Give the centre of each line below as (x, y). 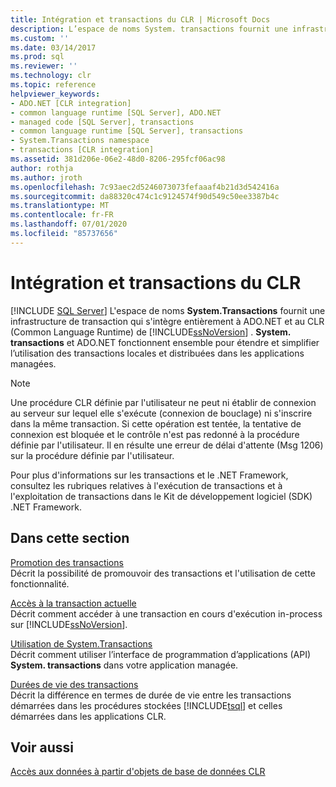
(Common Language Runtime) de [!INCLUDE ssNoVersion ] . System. (151, 332)
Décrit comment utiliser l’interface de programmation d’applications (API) (161, 654)
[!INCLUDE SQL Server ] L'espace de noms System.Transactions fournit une (168, 310)
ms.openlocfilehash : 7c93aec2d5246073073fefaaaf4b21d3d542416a (145, 187)
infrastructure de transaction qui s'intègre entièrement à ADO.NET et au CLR (167, 321)
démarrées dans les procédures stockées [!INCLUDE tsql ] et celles (146, 705)
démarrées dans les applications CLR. (88, 716)
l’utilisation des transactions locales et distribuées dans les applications (157, 353)
